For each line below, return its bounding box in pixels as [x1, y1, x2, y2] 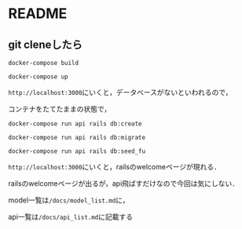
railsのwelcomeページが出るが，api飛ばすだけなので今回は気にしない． [8, 179, 240, 188]
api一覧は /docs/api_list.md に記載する [8, 213, 134, 221]
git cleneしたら [8, 38, 82, 51]
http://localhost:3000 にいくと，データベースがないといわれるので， [8, 88, 233, 96]
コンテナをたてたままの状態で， [8, 104, 112, 114]
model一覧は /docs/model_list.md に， [8, 195, 130, 205]
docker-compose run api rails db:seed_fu [8, 147, 146, 155]
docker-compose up [8, 73, 68, 81]
